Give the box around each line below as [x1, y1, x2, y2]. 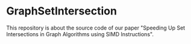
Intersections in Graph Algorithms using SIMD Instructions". [6, 30, 154, 37]
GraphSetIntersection [6, 4, 117, 18]
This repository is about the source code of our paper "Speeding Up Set [6, 24, 186, 31]
